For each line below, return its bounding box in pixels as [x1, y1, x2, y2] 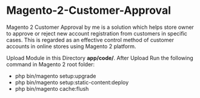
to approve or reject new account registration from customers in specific [6, 29, 188, 37]
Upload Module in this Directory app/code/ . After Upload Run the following [6, 54, 193, 61]
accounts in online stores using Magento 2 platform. [6, 43, 136, 50]
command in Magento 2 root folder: [6, 61, 95, 68]
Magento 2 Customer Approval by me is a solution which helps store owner [6, 23, 194, 31]
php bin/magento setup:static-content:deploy [15, 79, 129, 86]
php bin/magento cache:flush [15, 85, 89, 92]
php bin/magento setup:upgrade [15, 72, 96, 79]
